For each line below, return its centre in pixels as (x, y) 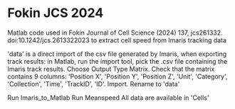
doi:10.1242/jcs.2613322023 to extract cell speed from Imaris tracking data (117, 40)
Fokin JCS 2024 (56, 13)
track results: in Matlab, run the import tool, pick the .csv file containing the (117, 61)
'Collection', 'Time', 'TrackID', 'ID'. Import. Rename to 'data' (94, 84)
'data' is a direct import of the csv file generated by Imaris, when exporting (117, 54)
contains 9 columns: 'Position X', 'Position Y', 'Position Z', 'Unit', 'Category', (117, 76)
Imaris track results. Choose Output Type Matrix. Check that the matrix (111, 69)
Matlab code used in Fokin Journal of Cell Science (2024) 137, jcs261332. (115, 33)
